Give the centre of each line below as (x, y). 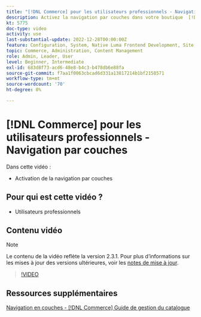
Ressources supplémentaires (62, 293)
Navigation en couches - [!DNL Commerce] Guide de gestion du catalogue (98, 308)
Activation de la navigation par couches (64, 178)
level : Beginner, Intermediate (45, 62)
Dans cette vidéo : (29, 167)
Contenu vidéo (34, 230)
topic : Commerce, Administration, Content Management (75, 51)
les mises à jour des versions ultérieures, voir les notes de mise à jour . (92, 263)
